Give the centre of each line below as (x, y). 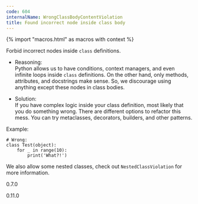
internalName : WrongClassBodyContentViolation (64, 17)
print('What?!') (47, 156)
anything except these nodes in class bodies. (70, 88)
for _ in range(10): (42, 150)
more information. (28, 173)
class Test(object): (32, 145)
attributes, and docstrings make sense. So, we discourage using (93, 81)
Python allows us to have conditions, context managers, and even (95, 69)
